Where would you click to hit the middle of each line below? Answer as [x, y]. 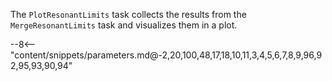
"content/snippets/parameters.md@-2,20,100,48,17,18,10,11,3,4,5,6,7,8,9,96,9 [166, 55]
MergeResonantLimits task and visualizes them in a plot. [124, 25]
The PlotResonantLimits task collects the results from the [128, 14]
